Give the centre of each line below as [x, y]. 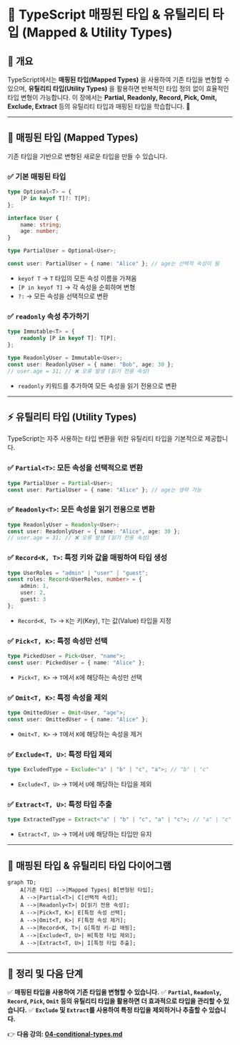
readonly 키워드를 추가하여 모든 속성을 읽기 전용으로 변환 [97, 386]
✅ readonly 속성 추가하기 [48, 316]
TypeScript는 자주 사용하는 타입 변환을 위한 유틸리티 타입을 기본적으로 [105, 439]
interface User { [33, 218]
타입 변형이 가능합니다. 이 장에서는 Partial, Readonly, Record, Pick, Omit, [112, 97]
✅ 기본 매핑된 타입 [37, 176]
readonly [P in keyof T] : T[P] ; [68, 339]
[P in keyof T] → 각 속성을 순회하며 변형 [76, 287]
